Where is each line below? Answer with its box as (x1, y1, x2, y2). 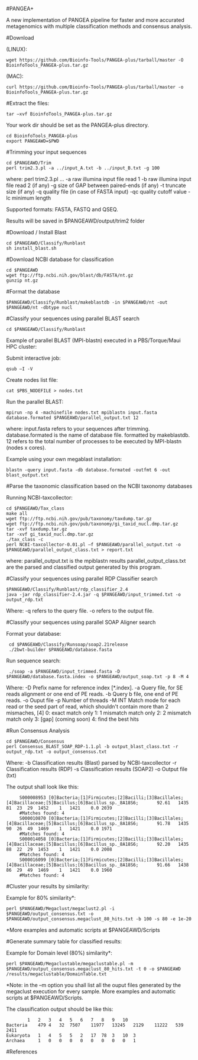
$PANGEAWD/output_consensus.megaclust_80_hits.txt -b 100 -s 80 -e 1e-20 (6, 916, 192, 922)
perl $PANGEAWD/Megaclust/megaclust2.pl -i (6, 906, 115, 911)
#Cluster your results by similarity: (6, 883, 90, 890)
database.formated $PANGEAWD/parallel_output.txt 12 (6, 415, 139, 421)
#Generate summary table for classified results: (6, 938, 122, 945)
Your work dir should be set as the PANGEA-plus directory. (6, 121, 150, 128)
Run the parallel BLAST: (6, 398, 64, 405)
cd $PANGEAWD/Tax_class (6, 505, 65, 511)
